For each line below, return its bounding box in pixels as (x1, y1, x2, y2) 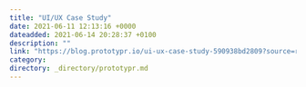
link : (9, 47, 30, 56)
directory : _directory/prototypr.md (9, 64, 148, 73)
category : (9, 55, 47, 64)
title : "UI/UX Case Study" (9, 13, 112, 23)
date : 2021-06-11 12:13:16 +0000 (9, 22, 137, 31)
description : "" (9, 38, 71, 48)
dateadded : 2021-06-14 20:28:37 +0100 (9, 30, 157, 39)
